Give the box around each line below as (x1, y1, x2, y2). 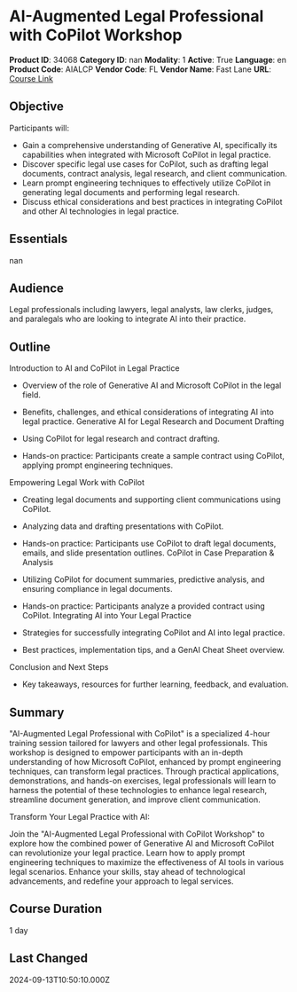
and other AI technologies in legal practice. (21, 206, 180, 217)
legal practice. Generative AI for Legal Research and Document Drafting (21, 416, 285, 427)
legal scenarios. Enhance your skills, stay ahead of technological (9, 867, 246, 877)
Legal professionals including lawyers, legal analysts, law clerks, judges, (9, 304, 274, 315)
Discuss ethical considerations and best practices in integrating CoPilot (21, 196, 283, 207)
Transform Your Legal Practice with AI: (9, 812, 151, 822)
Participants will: (9, 122, 69, 133)
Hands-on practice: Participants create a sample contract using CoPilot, (21, 451, 285, 461)
